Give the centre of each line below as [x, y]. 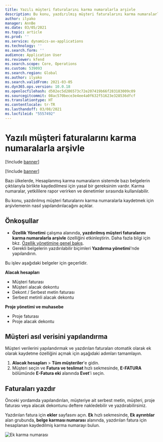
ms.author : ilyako [24, 77]
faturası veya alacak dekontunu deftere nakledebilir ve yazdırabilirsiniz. [76, 405]
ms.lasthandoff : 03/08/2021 [33, 109]
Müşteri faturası [28, 282]
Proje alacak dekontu [33, 321]
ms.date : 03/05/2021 [26, 28]
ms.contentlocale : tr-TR [30, 105]
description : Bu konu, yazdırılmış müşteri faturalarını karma [70, 14]
